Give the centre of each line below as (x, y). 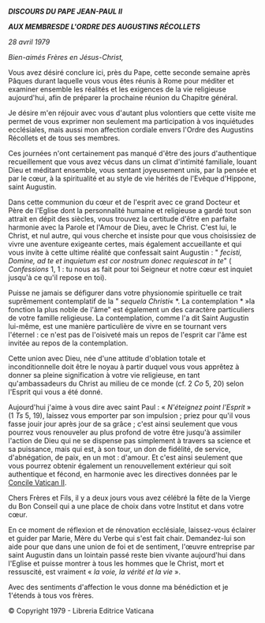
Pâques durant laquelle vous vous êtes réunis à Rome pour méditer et (121, 81)
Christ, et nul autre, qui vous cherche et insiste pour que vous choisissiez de (132, 235)
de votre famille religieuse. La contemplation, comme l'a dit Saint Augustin (129, 318)
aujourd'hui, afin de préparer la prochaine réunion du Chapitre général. (123, 97)
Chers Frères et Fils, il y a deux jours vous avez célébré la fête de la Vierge (129, 498)
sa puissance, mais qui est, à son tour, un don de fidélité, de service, (119, 449)
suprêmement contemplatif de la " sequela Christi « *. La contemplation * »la (132, 301)
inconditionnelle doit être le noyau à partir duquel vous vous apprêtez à (124, 367)
